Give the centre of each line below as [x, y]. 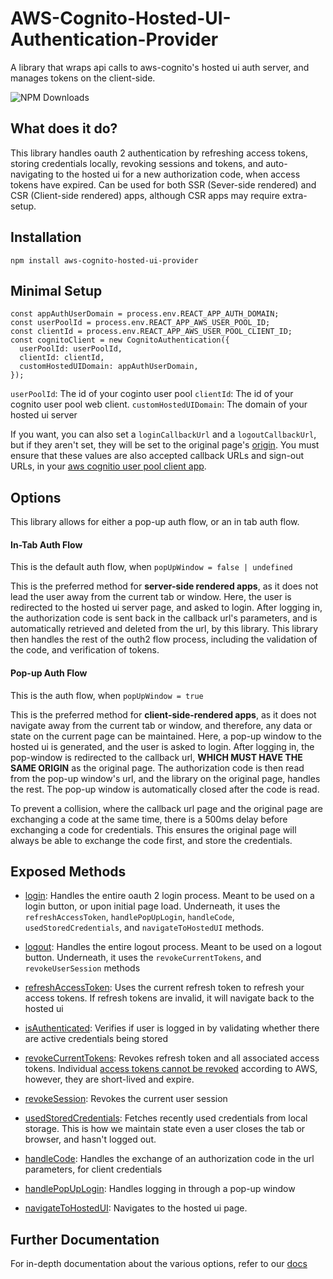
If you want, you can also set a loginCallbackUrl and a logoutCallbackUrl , [163, 434]
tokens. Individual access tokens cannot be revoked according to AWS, [171, 1069]
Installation [46, 237]
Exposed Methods [68, 871]
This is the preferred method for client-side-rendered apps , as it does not [163, 714]
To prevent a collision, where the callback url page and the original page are [166, 808]
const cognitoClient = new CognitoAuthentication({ [120, 340]
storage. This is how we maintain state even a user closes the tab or [165, 1129]
